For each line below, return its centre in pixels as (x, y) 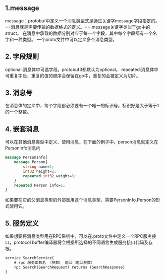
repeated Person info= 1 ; (40, 185)
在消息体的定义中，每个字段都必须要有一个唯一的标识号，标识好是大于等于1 (82, 106)
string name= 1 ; (39, 167)
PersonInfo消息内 (23, 148)
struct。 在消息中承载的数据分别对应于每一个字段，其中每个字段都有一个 (79, 33)
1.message (22, 8)
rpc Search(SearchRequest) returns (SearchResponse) (70, 267)
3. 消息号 (19, 93)
